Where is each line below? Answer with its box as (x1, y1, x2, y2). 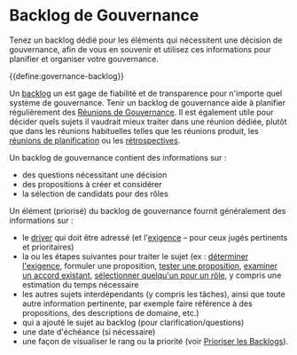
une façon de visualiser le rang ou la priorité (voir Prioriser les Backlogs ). (21, 335, 289, 346)
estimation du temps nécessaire (21, 279, 139, 289)
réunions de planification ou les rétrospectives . (9, 135, 181, 146)
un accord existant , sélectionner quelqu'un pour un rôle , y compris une (21, 270, 282, 280)
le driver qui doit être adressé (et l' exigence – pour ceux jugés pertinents (21, 232, 288, 242)
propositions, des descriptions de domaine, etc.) (21, 307, 199, 318)
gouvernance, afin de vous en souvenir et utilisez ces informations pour (9, 43, 272, 54)
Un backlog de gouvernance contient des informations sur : (9, 152, 227, 162)
